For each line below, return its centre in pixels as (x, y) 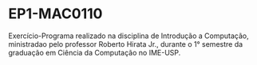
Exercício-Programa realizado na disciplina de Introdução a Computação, (128, 36)
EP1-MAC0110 (55, 14)
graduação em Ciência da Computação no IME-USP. (95, 52)
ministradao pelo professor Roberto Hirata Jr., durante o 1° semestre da (126, 44)
